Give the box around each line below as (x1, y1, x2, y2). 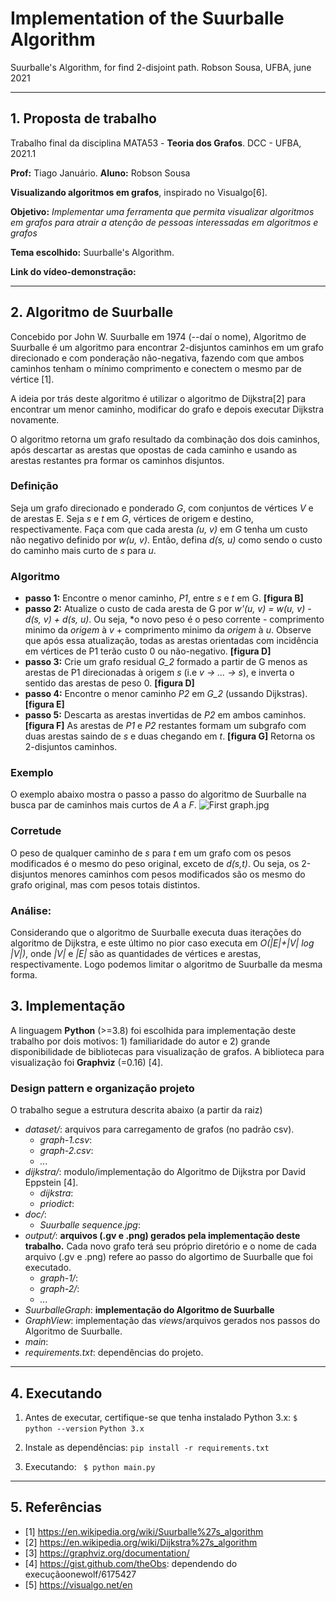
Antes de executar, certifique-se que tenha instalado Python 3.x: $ (24, 1411, 298, 1423)
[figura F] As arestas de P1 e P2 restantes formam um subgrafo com (24, 720, 307, 732)
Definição (10, 479, 59, 493)
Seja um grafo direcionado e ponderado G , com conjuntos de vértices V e (10, 502, 314, 514)
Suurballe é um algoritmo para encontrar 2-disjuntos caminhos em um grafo (10, 341, 325, 353)
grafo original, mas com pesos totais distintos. (10, 878, 201, 891)
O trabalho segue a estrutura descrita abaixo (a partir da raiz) (10, 1104, 263, 1116)
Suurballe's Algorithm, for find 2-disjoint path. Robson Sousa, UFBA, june (10, 61, 312, 73)
